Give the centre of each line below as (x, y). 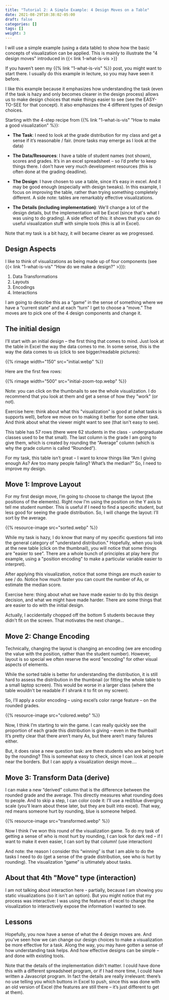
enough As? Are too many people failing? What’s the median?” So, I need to (83, 463)
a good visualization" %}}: (32, 125)
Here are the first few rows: (33, 371)
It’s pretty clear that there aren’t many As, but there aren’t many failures (79, 736)
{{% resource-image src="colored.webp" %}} (53, 715)
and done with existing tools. (35, 956)
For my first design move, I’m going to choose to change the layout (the (79, 496)
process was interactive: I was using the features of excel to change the (80, 901)
